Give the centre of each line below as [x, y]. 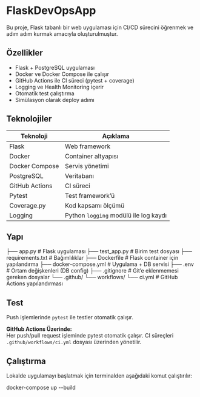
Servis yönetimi [87, 166]
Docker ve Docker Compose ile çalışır [62, 74]
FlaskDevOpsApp [51, 11]
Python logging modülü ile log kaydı [116, 215]
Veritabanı [79, 175]
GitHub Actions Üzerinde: [39, 329]
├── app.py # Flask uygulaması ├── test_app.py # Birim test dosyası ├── [99, 251]
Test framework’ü [90, 195]
